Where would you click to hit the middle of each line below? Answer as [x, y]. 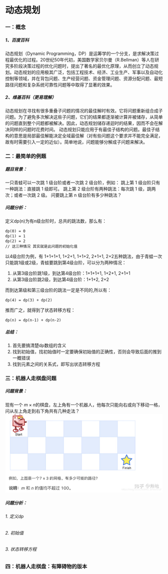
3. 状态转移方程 [21, 549]
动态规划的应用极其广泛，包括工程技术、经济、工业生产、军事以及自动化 [88, 72]
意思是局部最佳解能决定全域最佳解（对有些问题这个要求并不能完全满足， [88, 136]
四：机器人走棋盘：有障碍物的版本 [46, 566]
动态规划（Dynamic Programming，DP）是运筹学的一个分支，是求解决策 [80, 53]
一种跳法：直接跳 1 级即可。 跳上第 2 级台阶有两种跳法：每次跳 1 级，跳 [78, 188]
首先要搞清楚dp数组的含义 [39, 345]
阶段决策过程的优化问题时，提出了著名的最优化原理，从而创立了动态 [84, 66]
